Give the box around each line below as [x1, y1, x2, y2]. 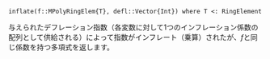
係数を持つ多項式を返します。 [15, 42, 115, 52]
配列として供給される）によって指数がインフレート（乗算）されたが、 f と [8, 33, 251, 41]
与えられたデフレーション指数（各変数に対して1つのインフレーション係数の [8, 22, 259, 32]
